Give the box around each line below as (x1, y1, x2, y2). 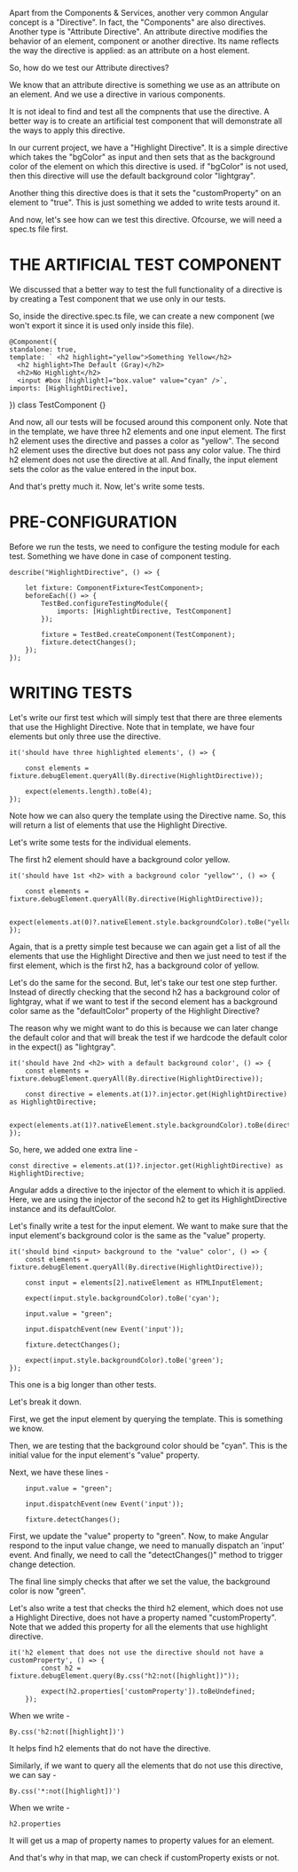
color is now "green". (9, 1585, 86, 1596)
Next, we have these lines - (9, 1467, 109, 1477)
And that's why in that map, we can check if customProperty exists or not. (9, 1852, 280, 1862)
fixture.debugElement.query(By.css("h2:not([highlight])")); (9, 1671, 240, 1680)
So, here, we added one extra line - (9, 1144, 138, 1154)
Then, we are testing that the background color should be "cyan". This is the (9, 1440, 288, 1451)
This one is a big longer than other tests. (9, 1379, 157, 1389)
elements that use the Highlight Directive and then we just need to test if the (9, 950, 287, 961)
